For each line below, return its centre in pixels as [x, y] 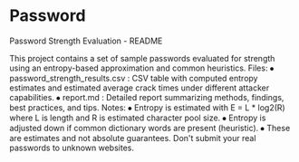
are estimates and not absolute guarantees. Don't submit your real [133, 138]
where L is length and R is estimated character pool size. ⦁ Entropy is [138, 118]
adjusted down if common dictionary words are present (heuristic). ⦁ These [150, 128]
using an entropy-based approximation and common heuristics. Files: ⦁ [142, 68]
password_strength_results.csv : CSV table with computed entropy [134, 78]
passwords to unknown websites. [72, 148]
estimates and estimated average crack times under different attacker [140, 88]
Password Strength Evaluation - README [86, 41]
